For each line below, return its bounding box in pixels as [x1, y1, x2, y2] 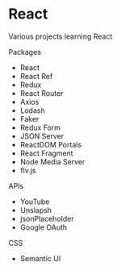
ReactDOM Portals [19, 139, 82, 149]
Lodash [19, 106, 46, 115]
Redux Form [19, 123, 61, 132]
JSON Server [19, 131, 65, 141]
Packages [8, 47, 42, 56]
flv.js [19, 165, 36, 175]
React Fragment [19, 148, 74, 158]
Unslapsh [19, 205, 52, 214]
